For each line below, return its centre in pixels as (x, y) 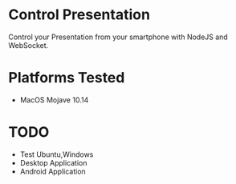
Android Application (53, 171)
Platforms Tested (67, 78)
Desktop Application (53, 162)
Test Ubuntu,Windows (57, 154)
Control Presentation (79, 15)
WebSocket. (28, 45)
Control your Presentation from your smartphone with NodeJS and (118, 37)
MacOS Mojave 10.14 (54, 100)
